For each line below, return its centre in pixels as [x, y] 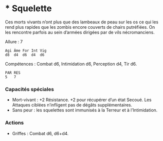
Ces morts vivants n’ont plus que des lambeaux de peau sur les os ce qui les [82, 22]
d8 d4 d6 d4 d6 [25, 55]
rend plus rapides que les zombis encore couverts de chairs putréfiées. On [80, 27]
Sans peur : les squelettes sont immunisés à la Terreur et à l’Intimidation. [85, 110]
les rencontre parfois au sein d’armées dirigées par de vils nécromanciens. [80, 32]
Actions [15, 123]
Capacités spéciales [30, 89]
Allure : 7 [14, 41]
